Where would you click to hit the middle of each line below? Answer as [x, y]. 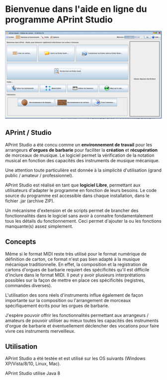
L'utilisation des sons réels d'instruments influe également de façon [74, 295]
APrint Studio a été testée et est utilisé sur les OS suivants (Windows [75, 359]
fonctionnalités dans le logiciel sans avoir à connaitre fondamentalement [79, 216]
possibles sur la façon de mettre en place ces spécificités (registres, [75, 280]
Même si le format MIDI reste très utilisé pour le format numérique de [76, 253]
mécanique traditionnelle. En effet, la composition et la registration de [76, 264]
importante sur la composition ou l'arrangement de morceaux [68, 300]
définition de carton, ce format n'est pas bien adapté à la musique [73, 259]
